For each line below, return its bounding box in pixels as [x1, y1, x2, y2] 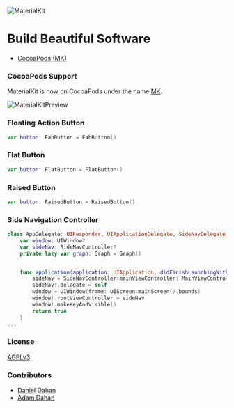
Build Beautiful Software [7, 31, 151, 47]
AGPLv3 [7, 352, 31, 361]
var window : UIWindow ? [19, 237, 86, 244]
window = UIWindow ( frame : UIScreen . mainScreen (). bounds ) [32, 288, 201, 295]
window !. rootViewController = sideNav [32, 295, 145, 302]
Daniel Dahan [17, 386, 56, 395]
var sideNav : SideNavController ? [19, 244, 117, 251]
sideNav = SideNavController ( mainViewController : [32, 275, 179, 282]
